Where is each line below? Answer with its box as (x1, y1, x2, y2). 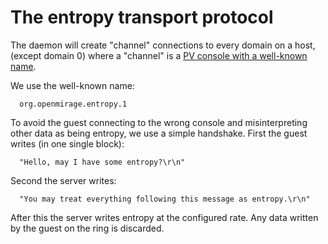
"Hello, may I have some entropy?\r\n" (19, 157, 186, 167)
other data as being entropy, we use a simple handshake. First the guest (10, 127, 308, 139)
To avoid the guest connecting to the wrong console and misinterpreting (10, 116, 308, 128)
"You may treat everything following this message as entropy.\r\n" (19, 194, 311, 204)
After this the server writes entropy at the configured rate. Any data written (10, 211, 319, 223)
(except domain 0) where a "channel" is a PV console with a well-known (10, 49, 308, 61)
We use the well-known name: (10, 79, 135, 91)
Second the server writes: (10, 174, 117, 186)
